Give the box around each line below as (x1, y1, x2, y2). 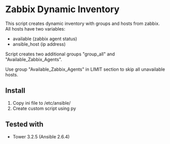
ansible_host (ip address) (12, 41, 66, 47)
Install (5, 87, 25, 95)
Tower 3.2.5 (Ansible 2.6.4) (12, 133, 70, 139)
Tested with (5, 120, 44, 129)
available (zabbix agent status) (12, 36, 77, 42)
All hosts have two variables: (5, 25, 66, 32)
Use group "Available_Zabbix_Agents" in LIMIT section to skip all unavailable (5, 66, 165, 72)
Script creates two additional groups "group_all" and (5, 51, 116, 57)
